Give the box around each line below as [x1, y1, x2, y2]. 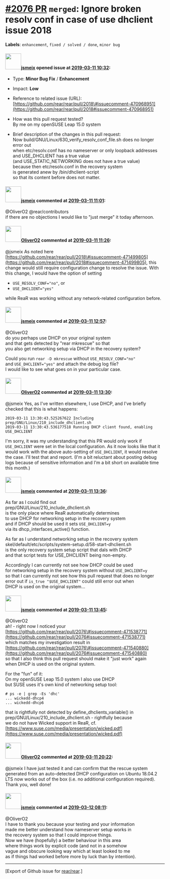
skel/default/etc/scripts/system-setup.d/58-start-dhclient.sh [5, 542, 132, 548]
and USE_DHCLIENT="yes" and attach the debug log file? [5, 361, 119, 367]
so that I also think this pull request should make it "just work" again [5, 656, 147, 662]
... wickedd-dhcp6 [5, 700, 44, 705]
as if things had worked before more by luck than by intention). [5, 853, 137, 859]
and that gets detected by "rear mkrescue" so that [5, 340, 110, 346]
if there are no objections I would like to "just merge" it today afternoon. [5, 214, 154, 220]
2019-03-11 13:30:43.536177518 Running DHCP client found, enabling [5, 424, 153, 429]
